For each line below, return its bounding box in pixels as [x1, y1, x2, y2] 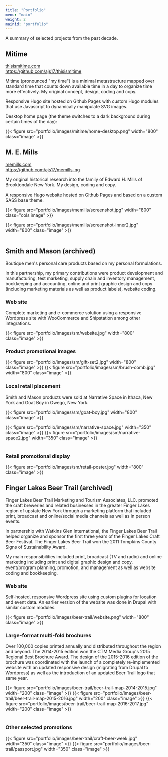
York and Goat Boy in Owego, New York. [5, 399, 89, 405]
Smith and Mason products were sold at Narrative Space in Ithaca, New [5, 394, 153, 400]
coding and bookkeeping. [5, 570, 58, 576]
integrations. [5, 320, 32, 326]
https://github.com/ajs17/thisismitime [5, 68, 82, 74]
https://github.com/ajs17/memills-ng [5, 166, 80, 173]
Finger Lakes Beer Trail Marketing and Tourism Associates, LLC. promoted [5, 497, 159, 503]
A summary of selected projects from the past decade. [5, 35, 118, 41]
